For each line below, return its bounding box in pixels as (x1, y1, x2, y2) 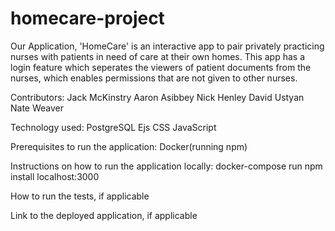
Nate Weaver (10, 102, 65, 114)
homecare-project (10, 7, 165, 30)
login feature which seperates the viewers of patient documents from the (10, 61, 312, 73)
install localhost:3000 (10, 170, 100, 182)
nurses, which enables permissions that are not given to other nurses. (10, 72, 298, 84)
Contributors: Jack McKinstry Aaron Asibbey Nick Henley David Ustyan (10, 91, 305, 103)
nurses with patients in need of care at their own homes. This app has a (10, 50, 306, 62)
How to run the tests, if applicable (10, 190, 150, 202)
